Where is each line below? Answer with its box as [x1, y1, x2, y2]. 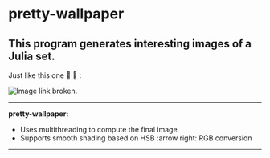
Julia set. [8, 49, 55, 63]
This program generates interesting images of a [8, 37, 252, 51]
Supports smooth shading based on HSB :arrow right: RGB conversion [19, 133, 252, 143]
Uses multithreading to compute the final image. [19, 125, 180, 134]
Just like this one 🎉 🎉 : [8, 71, 82, 80]
